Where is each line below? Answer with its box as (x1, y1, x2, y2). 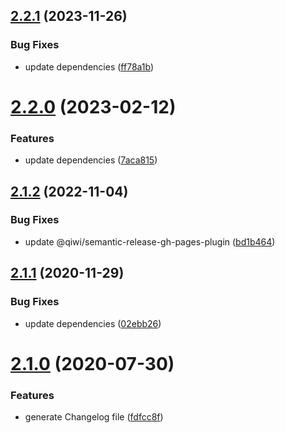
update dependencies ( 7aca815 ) (24, 154, 158, 166)
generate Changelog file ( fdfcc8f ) (24, 411, 164, 423)
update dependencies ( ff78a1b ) (24, 60, 155, 73)
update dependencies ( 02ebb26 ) (24, 317, 162, 329)
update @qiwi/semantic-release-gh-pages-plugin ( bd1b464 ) (24, 235, 276, 248)
